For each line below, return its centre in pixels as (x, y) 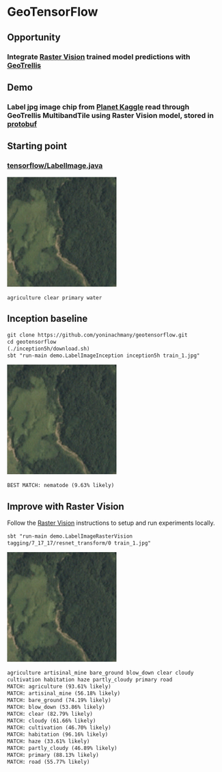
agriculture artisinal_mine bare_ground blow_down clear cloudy (100, 673)
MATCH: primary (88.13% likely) (53, 755)
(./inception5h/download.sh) (48, 349)
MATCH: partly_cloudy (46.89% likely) (62, 748)
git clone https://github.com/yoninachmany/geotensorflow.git (97, 335)
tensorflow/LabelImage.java (55, 166)
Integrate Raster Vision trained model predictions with (99, 57)
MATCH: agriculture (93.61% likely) (59, 687)
